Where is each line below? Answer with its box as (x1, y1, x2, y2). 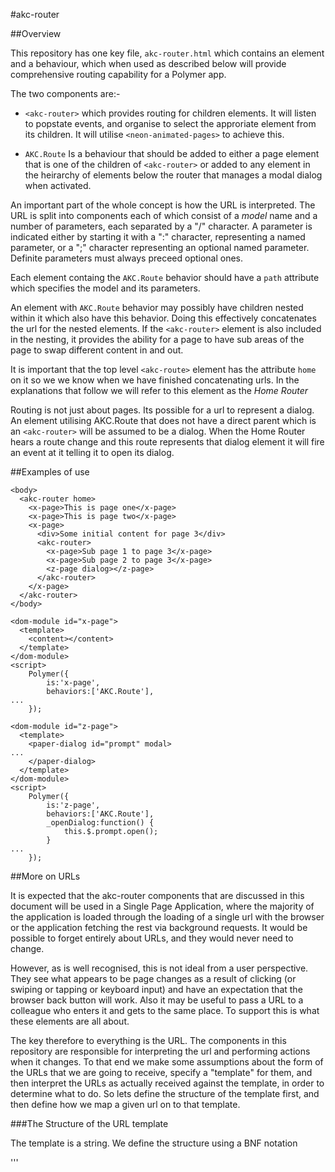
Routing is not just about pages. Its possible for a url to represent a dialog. (10, 404, 315, 416)
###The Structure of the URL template (10, 1118, 169, 1129)
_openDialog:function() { (46, 818, 155, 828)
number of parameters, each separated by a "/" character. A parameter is (10, 220, 313, 232)
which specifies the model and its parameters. (10, 282, 201, 294)
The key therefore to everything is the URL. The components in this (10, 1035, 287, 1046)
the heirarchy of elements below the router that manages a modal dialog (24, 169, 323, 181)
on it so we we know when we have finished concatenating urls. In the (10, 374, 300, 386)
